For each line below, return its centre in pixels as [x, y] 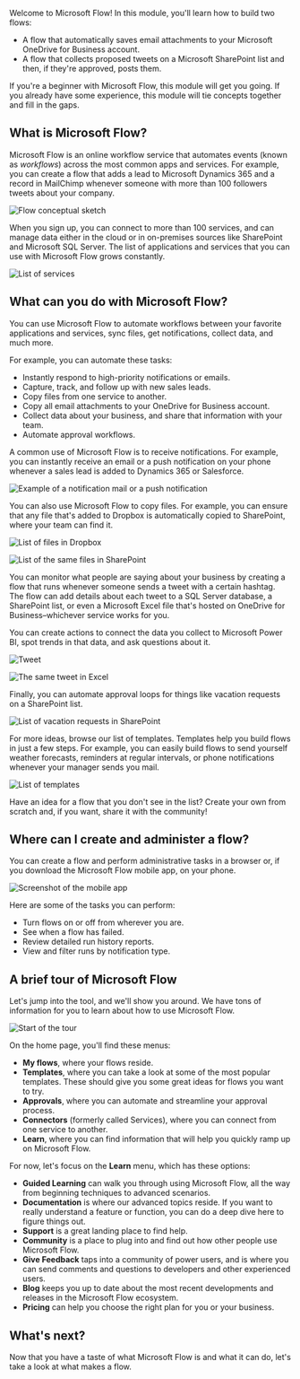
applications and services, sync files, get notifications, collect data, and [141, 333]
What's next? [47, 1335]
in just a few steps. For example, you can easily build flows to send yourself [149, 747]
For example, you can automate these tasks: [91, 360]
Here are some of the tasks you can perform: [92, 905]
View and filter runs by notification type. [96, 951]
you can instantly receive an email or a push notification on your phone [140, 461]
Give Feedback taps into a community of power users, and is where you [155, 1260]
